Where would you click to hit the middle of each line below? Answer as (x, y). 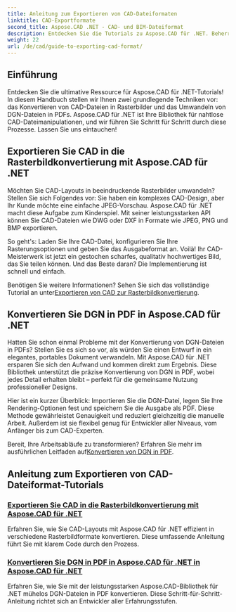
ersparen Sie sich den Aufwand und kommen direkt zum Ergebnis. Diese (112, 365)
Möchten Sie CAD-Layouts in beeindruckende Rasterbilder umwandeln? (111, 190)
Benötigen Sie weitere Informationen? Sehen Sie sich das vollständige (108, 285)
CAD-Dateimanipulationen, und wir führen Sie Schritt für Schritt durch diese (117, 122)
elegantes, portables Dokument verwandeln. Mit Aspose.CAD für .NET (109, 357)
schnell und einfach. (37, 271)
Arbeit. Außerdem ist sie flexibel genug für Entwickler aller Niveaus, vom (112, 423)
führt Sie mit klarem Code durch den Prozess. (73, 544)
